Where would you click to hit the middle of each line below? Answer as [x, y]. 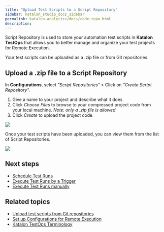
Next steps [22, 164]
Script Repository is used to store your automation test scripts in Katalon [79, 37]
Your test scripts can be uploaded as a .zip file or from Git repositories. [77, 58]
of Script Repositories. [28, 139]
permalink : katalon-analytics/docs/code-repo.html [58, 19]
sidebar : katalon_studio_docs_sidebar [45, 14]
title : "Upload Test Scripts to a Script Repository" [62, 10]
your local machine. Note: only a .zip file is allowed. [65, 110]
